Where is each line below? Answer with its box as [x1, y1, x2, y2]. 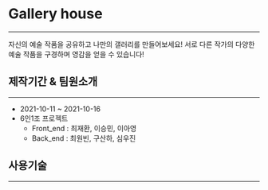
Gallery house [8, 5, 103, 23]
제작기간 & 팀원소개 [8, 75, 98, 88]
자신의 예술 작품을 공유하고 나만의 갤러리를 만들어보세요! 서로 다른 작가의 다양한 [8, 39, 255, 48]
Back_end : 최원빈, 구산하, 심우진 [31, 133, 136, 143]
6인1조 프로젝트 [19, 113, 69, 123]
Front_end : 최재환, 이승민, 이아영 [31, 123, 137, 133]
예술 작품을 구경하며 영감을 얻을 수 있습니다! [8, 49, 145, 59]
